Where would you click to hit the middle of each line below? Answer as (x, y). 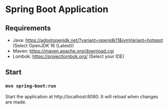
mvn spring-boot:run (31, 86)
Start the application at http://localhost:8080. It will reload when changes (82, 96)
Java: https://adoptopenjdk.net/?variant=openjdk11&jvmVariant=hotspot (88, 40)
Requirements (28, 28)
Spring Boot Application (57, 9)
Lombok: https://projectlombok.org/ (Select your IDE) (68, 56)
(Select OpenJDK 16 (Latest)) (43, 46)
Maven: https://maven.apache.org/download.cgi (63, 51)
